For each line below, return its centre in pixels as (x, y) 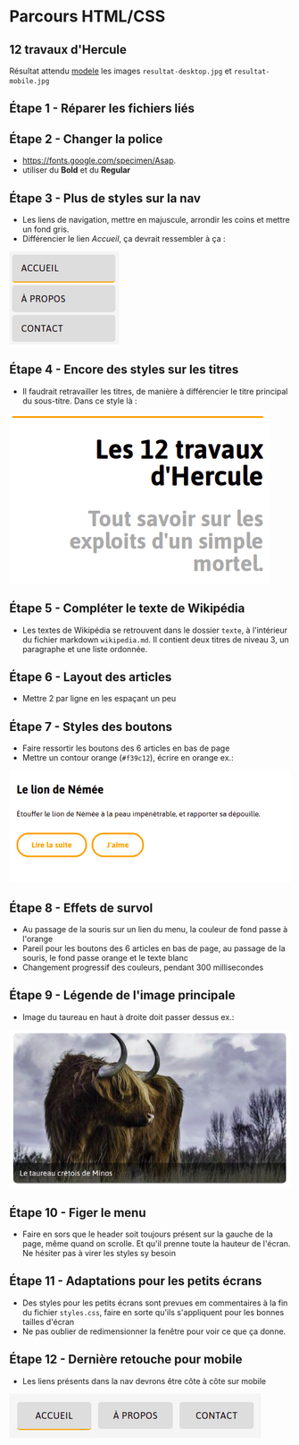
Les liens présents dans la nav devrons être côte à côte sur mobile (144, 1381)
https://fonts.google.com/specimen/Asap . (99, 161)
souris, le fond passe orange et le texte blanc (105, 958)
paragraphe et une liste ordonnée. (85, 649)
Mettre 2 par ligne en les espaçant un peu (99, 699)
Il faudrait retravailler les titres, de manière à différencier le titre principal (155, 391)
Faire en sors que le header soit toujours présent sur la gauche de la (148, 1234)
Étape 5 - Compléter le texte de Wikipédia (127, 609)
